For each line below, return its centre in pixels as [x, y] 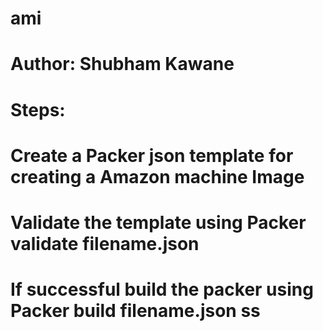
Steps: [38, 109]
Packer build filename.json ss [135, 311]
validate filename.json [105, 243]
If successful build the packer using [162, 289]
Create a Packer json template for [152, 155]
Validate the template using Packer [158, 222]
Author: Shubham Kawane [122, 64]
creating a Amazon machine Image [157, 176]
